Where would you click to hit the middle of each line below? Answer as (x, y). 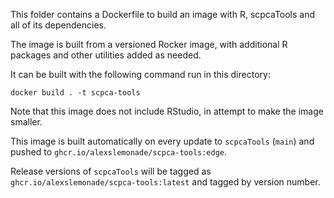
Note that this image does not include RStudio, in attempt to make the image (167, 111)
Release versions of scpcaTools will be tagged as (111, 171)
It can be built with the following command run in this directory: (140, 74)
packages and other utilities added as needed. (106, 55)
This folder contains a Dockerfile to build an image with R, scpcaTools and (163, 14)
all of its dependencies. (58, 25)
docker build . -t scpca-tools (75, 93)
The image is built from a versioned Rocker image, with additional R (149, 44)
